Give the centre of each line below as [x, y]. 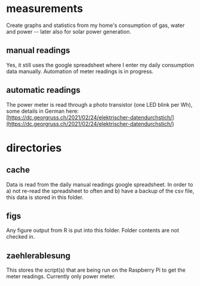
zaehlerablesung [38, 256]
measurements [45, 9]
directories [34, 148]
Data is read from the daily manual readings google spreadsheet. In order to [100, 184]
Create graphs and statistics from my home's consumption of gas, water [96, 25]
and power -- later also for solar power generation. [69, 31]
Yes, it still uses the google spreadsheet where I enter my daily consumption [100, 65]
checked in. [21, 237]
